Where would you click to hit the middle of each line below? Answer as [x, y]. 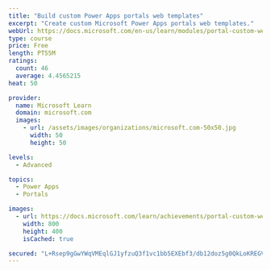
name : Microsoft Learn [54, 106]
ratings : [23, 61]
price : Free [28, 46]
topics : [21, 179]
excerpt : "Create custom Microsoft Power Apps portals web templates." [131, 23]
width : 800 [41, 224]
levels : [21, 157]
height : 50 [48, 143]
